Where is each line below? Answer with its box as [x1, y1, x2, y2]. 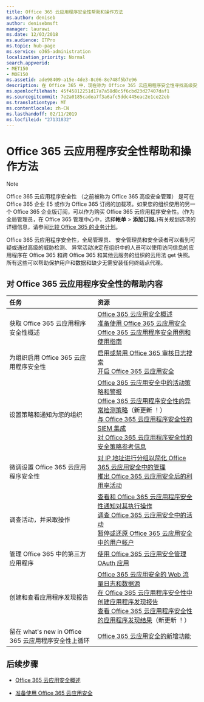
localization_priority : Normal [6, 54, 86, 60]
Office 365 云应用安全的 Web [97, 570, 182, 578]
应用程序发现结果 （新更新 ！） [103, 616, 191, 624]
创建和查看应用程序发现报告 [9, 593, 89, 602]
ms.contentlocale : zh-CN [6, 105, 69, 111]
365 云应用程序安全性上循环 [9, 637, 90, 645]
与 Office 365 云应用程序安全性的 [97, 415, 192, 423]
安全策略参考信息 [97, 443, 147, 451]
